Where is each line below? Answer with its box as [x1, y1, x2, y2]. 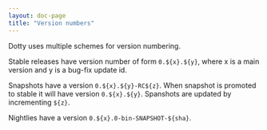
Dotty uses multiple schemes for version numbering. [8, 41, 181, 50]
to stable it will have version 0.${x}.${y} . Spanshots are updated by [8, 89, 232, 98]
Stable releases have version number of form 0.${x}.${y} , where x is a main [8, 57, 260, 66]
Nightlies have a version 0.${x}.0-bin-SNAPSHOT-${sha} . [8, 112, 192, 122]
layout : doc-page [8, 11, 66, 20]
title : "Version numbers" [8, 19, 94, 27]
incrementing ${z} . [8, 97, 70, 107]
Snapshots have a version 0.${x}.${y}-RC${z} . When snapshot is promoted [8, 81, 257, 90]
